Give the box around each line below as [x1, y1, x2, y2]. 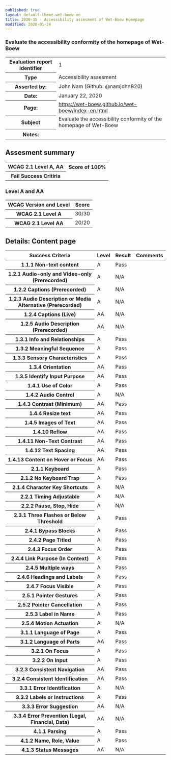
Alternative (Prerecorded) [18, 302, 82, 309]
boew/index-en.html [58, 107, 108, 114]
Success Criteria [29, 252, 71, 259]
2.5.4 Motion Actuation [21, 620, 79, 627]
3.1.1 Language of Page [20, 629, 80, 636]
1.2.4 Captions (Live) [23, 311, 76, 318]
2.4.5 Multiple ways [25, 565, 75, 572]
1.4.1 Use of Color [27, 382, 73, 389]
